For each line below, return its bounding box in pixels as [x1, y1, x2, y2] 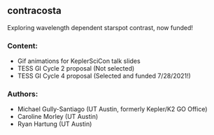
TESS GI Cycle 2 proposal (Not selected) [17, 64, 135, 73]
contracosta [7, 5, 62, 17]
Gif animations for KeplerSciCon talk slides [17, 57, 141, 65]
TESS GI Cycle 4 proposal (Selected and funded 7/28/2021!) [17, 72, 191, 80]
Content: [7, 41, 38, 50]
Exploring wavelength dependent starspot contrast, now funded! [7, 23, 194, 31]
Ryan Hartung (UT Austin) [17, 120, 92, 128]
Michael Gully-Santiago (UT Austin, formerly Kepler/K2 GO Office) [17, 105, 208, 113]
